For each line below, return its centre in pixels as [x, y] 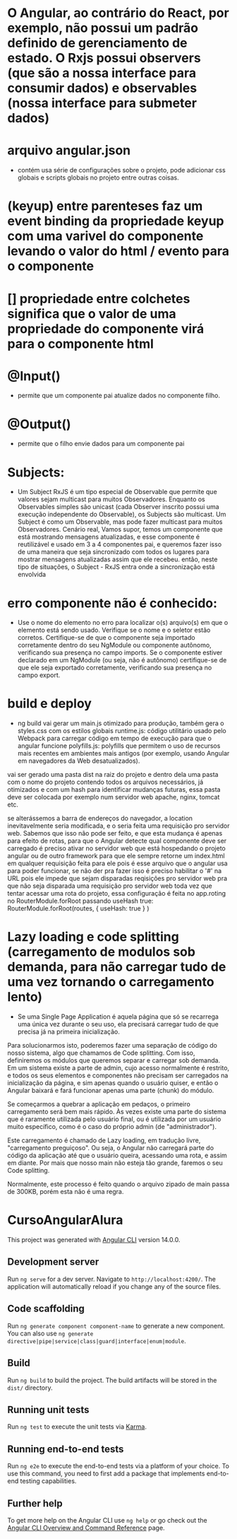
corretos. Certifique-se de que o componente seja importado [106, 638]
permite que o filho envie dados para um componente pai [101, 444]
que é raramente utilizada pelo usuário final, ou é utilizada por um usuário [114, 1119]
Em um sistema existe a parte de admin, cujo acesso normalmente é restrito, [119, 1068]
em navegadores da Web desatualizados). [79, 761]
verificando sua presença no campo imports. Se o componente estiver [120, 653]
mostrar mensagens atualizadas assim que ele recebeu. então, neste [117, 559]
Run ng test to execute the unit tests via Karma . [77, 1427]
